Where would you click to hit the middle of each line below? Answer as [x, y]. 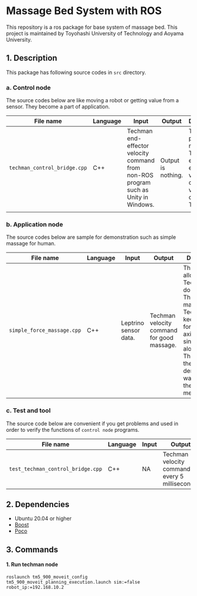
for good [162, 338]
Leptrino [133, 323]
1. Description [32, 58]
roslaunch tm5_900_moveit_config [47, 577]
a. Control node [28, 88]
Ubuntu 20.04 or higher [43, 518]
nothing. [172, 175]
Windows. [141, 205]
